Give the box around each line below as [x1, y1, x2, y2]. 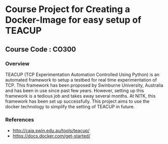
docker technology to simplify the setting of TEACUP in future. [5, 103, 135, 109]
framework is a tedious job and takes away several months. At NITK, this [5, 93, 156, 99]
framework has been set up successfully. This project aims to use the [5, 98, 150, 104]
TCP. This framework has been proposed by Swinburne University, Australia [5, 82, 163, 88]
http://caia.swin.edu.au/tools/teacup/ [12, 127, 90, 134]
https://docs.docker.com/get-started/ [12, 133, 91, 139]
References [5, 116, 34, 123]
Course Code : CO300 [5, 45, 76, 53]
